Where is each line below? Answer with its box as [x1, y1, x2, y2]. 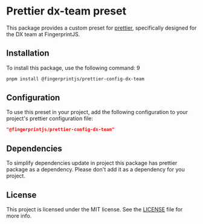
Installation [6, 48, 50, 59]
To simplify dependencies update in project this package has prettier [6, 159, 178, 167]
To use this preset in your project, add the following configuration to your [6, 109, 188, 116]
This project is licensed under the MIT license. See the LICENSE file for [6, 205, 183, 213]
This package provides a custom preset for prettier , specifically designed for [6, 24, 197, 31]
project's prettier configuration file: [6, 115, 94, 122]
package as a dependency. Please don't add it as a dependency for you [6, 166, 185, 173]
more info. [6, 212, 32, 219]
